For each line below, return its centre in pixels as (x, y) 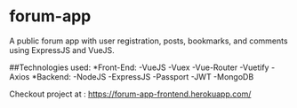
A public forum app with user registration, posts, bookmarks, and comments (148, 41)
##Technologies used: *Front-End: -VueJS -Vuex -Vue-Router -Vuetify (139, 67)
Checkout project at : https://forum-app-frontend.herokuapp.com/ (130, 94)
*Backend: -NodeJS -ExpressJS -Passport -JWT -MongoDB (143, 76)
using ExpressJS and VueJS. (62, 50)
